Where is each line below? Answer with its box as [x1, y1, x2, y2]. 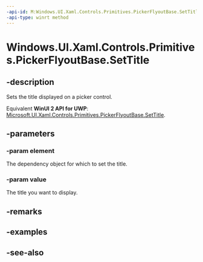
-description [6, 77, 54, 87]
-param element [6, 146, 55, 155]
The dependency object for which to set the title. [6, 160, 128, 167]
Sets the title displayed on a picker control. [6, 93, 113, 100]
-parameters [6, 128, 55, 139]
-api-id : [6, 8, 28, 15]
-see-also [6, 248, 44, 258]
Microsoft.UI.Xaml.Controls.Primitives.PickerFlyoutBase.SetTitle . [6, 111, 166, 118]
